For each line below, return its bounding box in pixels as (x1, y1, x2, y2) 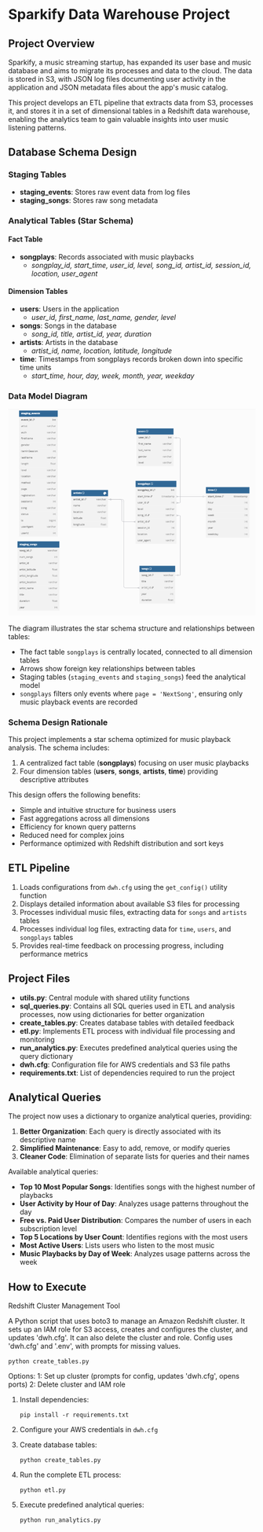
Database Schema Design (8, 145, 137, 159)
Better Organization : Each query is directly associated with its (19, 1126, 221, 1137)
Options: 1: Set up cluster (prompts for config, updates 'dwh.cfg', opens (8, 1372, 239, 1381)
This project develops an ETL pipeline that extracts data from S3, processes (8, 98, 254, 107)
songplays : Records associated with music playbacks (19, 252, 195, 261)
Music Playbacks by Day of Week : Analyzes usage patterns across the (19, 1249, 250, 1258)
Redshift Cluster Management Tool (8, 1301, 120, 1310)
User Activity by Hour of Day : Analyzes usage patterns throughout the (19, 1199, 249, 1208)
